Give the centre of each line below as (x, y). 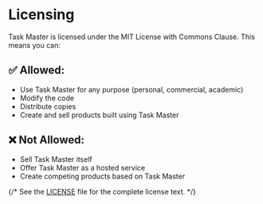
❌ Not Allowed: (47, 140)
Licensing (41, 15)
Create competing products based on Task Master (102, 176)
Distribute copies (48, 106)
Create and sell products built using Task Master (99, 115)
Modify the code (47, 98)
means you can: (35, 45)
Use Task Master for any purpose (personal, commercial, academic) (131, 89)
